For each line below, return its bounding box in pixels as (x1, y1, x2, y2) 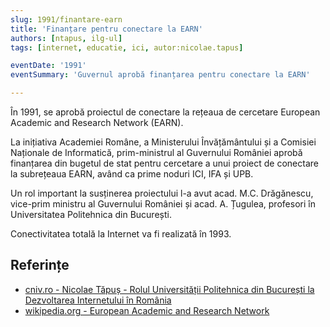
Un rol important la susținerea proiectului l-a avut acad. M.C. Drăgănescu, (10, 187, 314, 199)
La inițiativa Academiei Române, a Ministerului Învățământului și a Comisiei (10, 136, 317, 148)
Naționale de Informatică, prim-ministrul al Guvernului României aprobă (10, 147, 303, 158)
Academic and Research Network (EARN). (10, 117, 184, 128)
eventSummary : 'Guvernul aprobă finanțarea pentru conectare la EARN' (10, 70, 311, 80)
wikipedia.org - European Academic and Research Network (24, 304, 270, 316)
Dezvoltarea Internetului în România (24, 294, 172, 306)
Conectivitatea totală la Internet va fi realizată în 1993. (10, 228, 232, 240)
